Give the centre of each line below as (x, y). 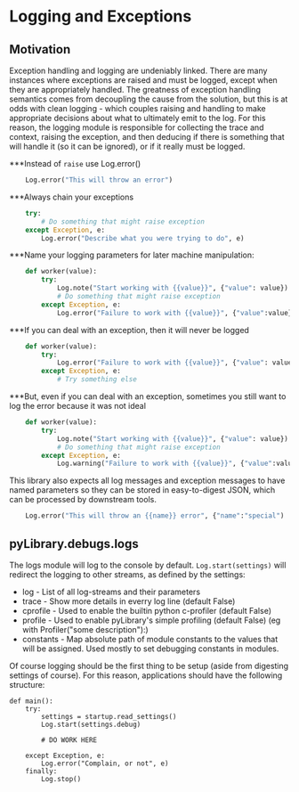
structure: (27, 684)
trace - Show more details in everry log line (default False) (129, 601)
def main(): (31, 701)
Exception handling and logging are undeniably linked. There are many (138, 70)
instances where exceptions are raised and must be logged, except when (143, 80)
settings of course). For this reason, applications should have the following (146, 675)
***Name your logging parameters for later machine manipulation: (132, 255)
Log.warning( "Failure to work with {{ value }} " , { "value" (165, 464)
